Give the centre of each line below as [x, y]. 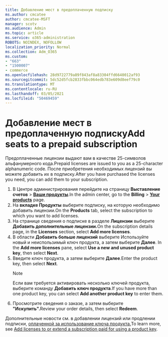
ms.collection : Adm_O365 [31, 52]
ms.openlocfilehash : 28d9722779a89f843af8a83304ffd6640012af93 [73, 75]
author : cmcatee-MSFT [28, 19]
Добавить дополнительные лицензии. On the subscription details [82, 226]
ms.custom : [17, 56]
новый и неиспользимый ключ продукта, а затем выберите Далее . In [87, 242]
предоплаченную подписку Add [75, 134]
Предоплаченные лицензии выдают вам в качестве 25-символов [76, 158]
